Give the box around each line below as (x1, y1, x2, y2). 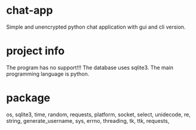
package (6, 91, 51, 105)
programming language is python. (6, 70, 90, 78)
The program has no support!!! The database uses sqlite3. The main (6, 64, 174, 71)
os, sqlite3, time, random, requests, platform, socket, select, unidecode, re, (6, 111, 191, 118)
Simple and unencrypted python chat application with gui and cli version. (6, 23, 186, 30)
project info (6, 44, 65, 58)
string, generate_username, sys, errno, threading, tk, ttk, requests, (6, 117, 170, 124)
